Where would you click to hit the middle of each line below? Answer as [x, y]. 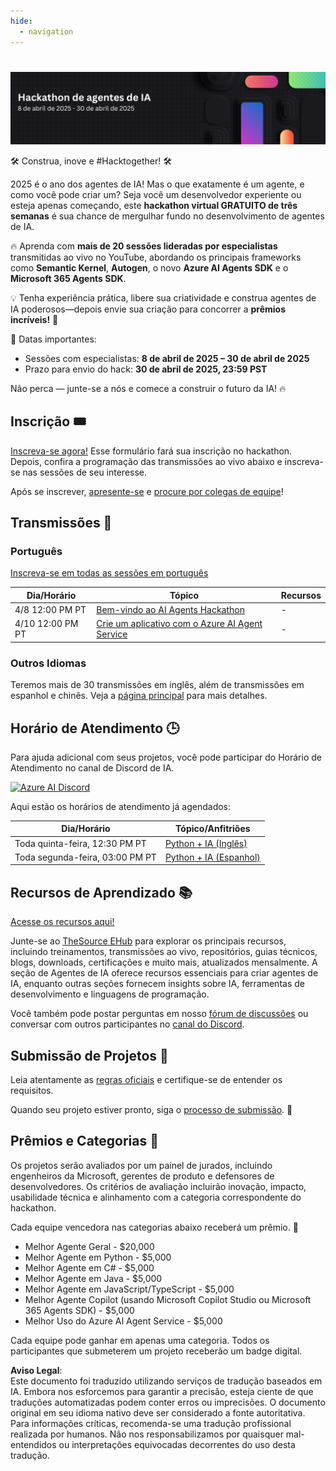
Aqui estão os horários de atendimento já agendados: [121, 806]
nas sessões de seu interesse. [85, 472]
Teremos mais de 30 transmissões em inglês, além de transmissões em [157, 685]
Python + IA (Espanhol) [212, 857]
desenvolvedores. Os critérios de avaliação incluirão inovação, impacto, [158, 1186]
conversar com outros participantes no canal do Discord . [127, 1024]
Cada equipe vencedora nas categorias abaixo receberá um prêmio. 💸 [154, 1227]
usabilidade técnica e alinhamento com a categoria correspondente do [156, 1197]
